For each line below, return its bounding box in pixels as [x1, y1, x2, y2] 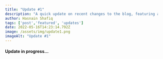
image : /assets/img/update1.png [5, 29, 70, 34]
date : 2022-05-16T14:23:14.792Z [5, 25, 70, 30]
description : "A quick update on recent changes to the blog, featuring [5, 12, 155, 16]
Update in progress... [5, 48, 49, 54]
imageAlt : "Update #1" [5, 34, 51, 39]
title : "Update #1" [5, 7, 45, 12]
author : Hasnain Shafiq [5, 16, 53, 21]
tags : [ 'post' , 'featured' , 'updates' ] [5, 20, 83, 25]
